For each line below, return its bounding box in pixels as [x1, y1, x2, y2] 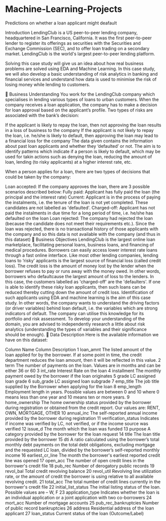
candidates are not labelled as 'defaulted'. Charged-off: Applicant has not [5, 205, 155, 210]
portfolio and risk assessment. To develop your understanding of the [5, 315, 145, 321]
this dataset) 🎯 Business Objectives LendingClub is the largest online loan [5, 236, 156, 242]
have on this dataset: [5, 337, 48, 343]
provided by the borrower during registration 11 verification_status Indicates [5, 415, 160, 421]
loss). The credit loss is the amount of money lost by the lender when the [5, 263, 155, 269]
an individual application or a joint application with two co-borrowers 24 [5, 494, 152, 501]
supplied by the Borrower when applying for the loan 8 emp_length [5, 383, 142, 389]
